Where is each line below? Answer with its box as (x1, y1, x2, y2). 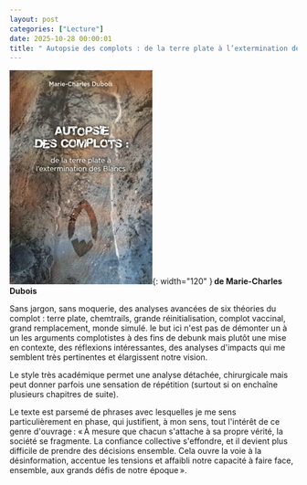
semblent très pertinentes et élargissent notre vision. (9, 352, 208, 363)
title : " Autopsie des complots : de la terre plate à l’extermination (9, 44, 288, 53)
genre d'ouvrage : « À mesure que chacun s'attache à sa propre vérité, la (9, 426, 283, 438)
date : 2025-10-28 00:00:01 (9, 34, 112, 43)
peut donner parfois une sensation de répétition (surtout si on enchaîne (9, 379, 279, 390)
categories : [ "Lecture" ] (9, 24, 104, 34)
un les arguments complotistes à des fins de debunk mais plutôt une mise (9, 332, 287, 343)
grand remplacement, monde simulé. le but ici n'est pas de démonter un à (9, 322, 288, 333)
